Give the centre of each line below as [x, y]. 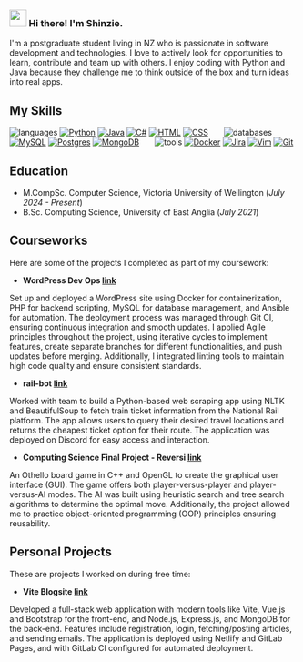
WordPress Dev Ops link [69, 280]
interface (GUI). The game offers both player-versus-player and [129, 484]
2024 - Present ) [53, 202]
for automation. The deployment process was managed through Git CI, [142, 317]
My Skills [36, 111]
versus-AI [28, 494]
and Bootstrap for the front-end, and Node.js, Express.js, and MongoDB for [150, 618]
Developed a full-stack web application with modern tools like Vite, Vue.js [147, 609]
